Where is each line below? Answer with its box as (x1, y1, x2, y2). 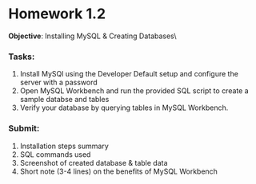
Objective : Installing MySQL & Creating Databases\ (8, 31, 177, 41)
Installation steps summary (19, 141, 110, 151)
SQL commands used (19, 149, 91, 159)
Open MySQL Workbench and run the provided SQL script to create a (19, 86, 250, 96)
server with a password (19, 77, 98, 88)
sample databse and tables (19, 95, 110, 104)
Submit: (8, 123, 40, 134)
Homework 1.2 (8, 5, 106, 23)
